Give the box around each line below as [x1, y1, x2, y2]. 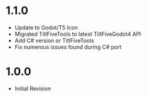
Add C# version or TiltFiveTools [14, 37, 94, 44]
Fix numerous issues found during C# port [14, 43, 122, 51]
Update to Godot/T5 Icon [14, 24, 78, 31]
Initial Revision [14, 85, 51, 92]
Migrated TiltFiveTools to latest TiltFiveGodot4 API [14, 30, 141, 37]
